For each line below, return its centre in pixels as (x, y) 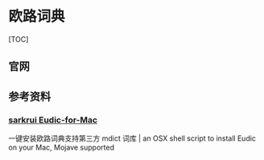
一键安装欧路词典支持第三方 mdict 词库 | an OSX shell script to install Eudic (132, 138)
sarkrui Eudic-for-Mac (53, 120)
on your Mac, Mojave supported (62, 148)
